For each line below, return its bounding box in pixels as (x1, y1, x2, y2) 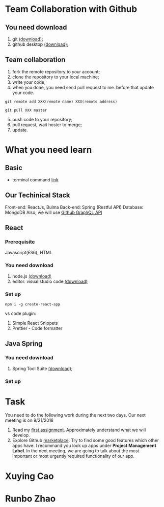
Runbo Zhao (5, 493, 56, 504)
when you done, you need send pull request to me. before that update (12, 84, 154, 90)
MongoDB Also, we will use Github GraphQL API (5, 209, 102, 215)
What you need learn (5, 144, 92, 155)
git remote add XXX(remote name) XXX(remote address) (5, 99, 118, 104)
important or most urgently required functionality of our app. (12, 453, 135, 459)
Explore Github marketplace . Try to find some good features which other (12, 438, 159, 443)
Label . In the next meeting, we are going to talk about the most (12, 448, 139, 454)
